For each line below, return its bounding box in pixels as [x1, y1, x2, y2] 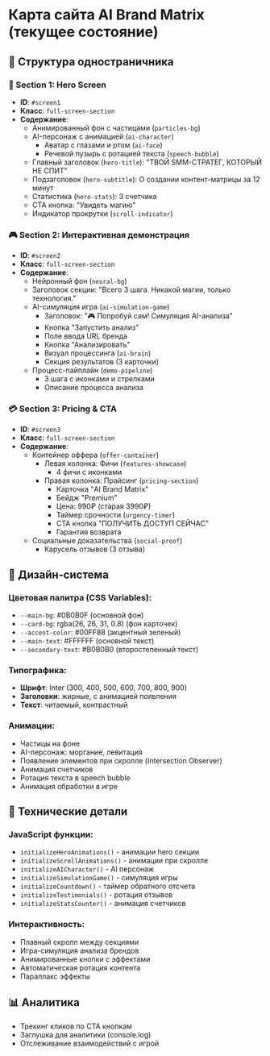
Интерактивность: [8, 919, 85, 930]
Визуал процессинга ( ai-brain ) [44, 348, 152, 358]
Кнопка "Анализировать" [44, 340, 131, 350]
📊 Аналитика [8, 996, 81, 1009]
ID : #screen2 [19, 251, 61, 260]
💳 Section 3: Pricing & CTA [8, 403, 117, 414]
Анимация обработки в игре [19, 781, 118, 791]
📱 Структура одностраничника [8, 55, 175, 69]
